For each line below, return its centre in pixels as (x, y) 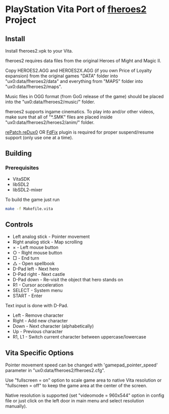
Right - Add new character (40, 321)
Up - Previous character (38, 332)
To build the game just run (32, 199)
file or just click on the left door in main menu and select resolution (75, 401)
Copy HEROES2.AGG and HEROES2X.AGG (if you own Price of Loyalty (78, 70)
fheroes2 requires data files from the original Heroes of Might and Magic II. (83, 61)
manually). (16, 406)
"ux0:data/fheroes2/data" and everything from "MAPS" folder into (74, 81)
